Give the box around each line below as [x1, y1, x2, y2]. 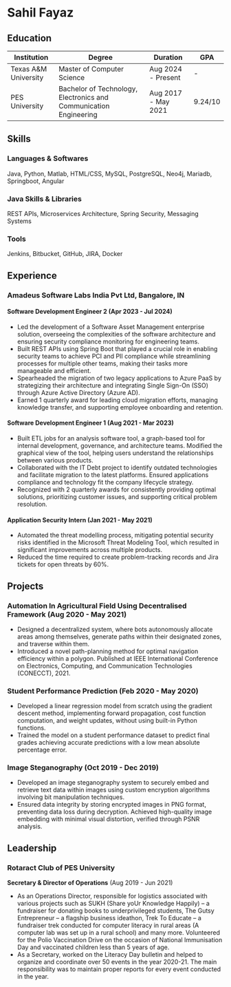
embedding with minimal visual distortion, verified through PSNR [16, 815, 200, 823]
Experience [7, 270, 57, 282]
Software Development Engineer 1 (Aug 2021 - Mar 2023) [7, 418, 174, 427]
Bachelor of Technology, [58, 84, 138, 94]
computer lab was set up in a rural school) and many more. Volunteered [16, 928, 220, 937]
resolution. [16, 500, 48, 508]
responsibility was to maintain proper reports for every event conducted [16, 965, 221, 973]
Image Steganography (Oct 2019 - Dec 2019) [7, 763, 159, 772]
